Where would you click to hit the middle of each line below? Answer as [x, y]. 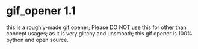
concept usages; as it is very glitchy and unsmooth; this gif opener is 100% [99, 33]
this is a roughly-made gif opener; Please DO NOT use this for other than [96, 27]
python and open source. [38, 40]
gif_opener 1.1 [41, 11]
